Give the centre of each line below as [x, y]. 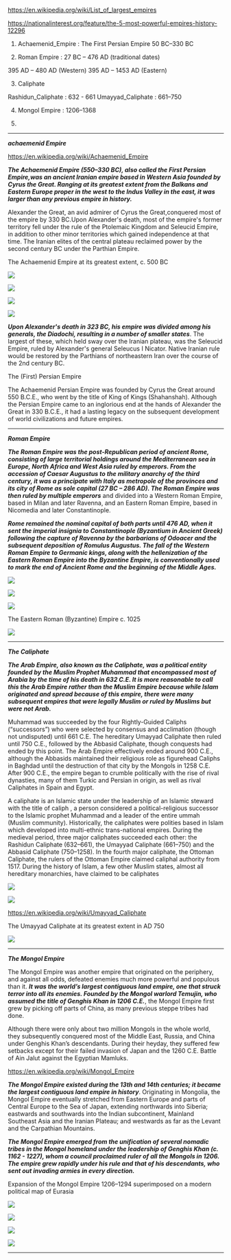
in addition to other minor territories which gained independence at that [109, 234]
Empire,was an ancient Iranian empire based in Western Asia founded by [114, 177]
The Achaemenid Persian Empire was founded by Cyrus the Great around [111, 390]
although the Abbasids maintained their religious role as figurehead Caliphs [114, 758]
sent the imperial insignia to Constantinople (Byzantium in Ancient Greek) [115, 531]
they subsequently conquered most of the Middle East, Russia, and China [111, 1036]
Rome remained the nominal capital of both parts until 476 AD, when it [110, 523]
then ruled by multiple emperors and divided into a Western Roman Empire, [115, 496]
